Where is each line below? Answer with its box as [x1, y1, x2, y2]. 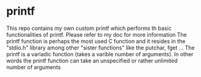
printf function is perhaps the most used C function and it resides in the [6, 37, 186, 45]
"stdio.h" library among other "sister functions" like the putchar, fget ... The [6, 44, 195, 51]
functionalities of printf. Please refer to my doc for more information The [6, 31, 187, 38]
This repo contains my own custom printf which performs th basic [6, 24, 172, 32]
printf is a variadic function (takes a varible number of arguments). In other [6, 50, 194, 57]
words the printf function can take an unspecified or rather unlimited [6, 57, 178, 64]
